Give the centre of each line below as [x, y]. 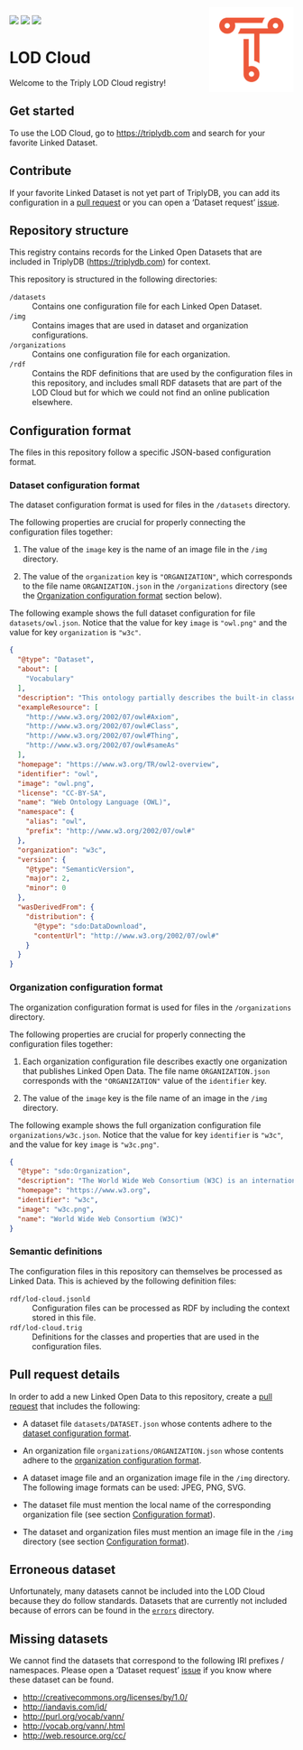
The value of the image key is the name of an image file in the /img [145, 550]
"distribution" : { [60, 917]
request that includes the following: [75, 1406]
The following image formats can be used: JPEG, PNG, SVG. [134, 1487]
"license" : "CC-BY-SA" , [62, 793]
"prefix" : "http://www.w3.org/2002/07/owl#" [110, 831]
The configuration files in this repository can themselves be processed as [146, 1271]
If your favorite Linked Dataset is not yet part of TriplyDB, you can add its [145, 192]
